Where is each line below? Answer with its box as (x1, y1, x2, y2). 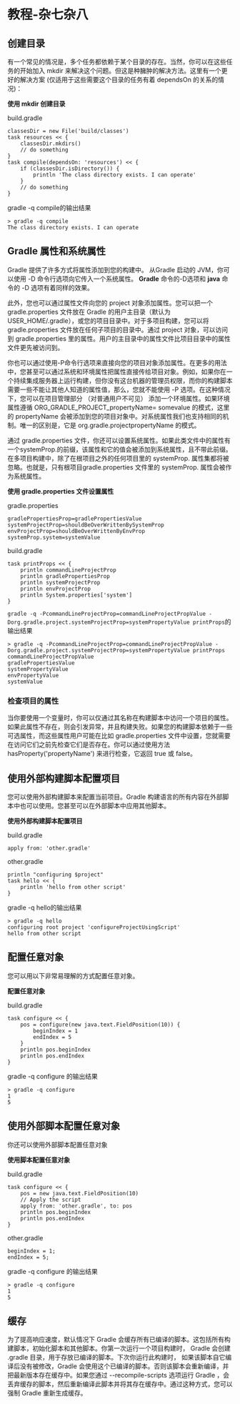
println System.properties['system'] (20, 591, 133, 599)
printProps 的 (192, 617, 231, 626)
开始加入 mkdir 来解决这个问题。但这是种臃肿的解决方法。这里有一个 (19, 66, 221, 75)
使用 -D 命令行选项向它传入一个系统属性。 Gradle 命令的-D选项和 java (13, 274, 220, 283)
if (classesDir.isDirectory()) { (20, 165, 120, 172)
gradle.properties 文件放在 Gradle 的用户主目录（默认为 (7, 307, 171, 316)
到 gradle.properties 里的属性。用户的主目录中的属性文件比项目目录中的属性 (7, 334, 231, 343)
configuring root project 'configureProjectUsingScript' (7, 923, 181, 931)
